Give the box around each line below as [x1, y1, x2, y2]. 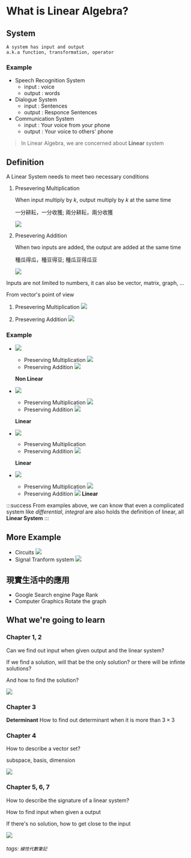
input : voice [23, 83, 55, 91]
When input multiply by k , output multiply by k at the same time [14, 197, 171, 204]
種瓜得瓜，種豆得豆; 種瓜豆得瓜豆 [14, 256, 97, 263]
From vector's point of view [6, 291, 74, 298]
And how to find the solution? [6, 676, 79, 684]
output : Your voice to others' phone [23, 128, 114, 135]
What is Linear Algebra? [6, 4, 129, 18]
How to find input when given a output [6, 808, 101, 815]
